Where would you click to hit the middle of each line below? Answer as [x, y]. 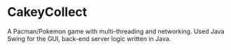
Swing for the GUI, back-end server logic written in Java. [89, 38]
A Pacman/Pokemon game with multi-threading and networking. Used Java [116, 31]
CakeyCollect [47, 12]
